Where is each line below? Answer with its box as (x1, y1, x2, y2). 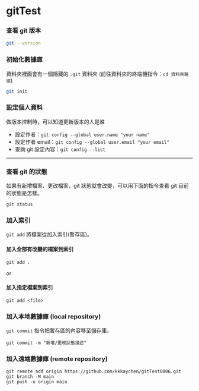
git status (6, 201, 33, 207)
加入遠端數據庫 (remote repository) (6, 355, 108, 363)
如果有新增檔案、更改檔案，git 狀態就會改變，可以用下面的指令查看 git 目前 (6, 182, 189, 190)
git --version (6, 40, 41, 46)
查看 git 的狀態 (6, 168, 47, 176)
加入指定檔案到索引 (6, 284, 53, 291)
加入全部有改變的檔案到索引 (6, 245, 74, 253)
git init (6, 88, 28, 94)
